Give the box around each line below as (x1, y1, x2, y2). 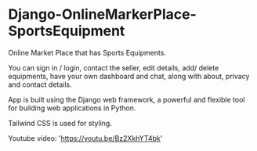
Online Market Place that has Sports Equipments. (8, 48, 167, 57)
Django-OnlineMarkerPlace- (8, 5, 197, 23)
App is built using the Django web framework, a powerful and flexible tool (8, 95, 245, 104)
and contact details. (8, 80, 72, 89)
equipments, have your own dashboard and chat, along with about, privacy (8, 71, 250, 81)
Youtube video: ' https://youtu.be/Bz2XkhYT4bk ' (8, 133, 163, 142)
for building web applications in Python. (8, 103, 136, 113)
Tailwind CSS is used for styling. (8, 118, 112, 128)
